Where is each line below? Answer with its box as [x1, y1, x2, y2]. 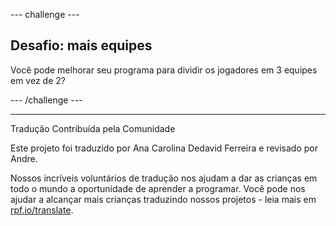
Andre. [10, 152, 38, 164]
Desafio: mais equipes [10, 37, 153, 54]
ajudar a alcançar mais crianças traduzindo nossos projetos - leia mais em [10, 193, 317, 205]
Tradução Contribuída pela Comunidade [10, 122, 176, 134]
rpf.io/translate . [10, 204, 74, 216]
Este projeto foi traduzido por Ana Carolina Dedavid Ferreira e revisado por [10, 142, 319, 154]
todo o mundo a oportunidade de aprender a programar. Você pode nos [10, 182, 306, 194]
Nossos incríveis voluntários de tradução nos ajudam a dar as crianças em [10, 172, 318, 184]
